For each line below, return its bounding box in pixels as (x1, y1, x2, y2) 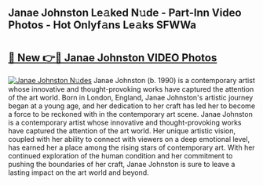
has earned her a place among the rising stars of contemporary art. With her (8, 143, 255, 152)
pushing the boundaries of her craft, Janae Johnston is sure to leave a (8, 160, 236, 169)
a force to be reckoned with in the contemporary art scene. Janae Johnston (8, 110, 253, 118)
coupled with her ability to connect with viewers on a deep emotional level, (8, 135, 250, 143)
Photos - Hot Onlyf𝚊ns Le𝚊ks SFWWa (8, 19, 196, 32)
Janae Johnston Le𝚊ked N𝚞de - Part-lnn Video (8, 6, 242, 20)
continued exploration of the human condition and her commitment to (8, 151, 233, 160)
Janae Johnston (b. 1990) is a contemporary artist (93, 76, 255, 85)
